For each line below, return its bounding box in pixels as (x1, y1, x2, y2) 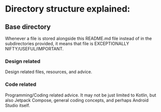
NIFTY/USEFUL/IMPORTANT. (5, 46, 64, 51)
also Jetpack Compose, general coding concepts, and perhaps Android (5, 97, 149, 103)
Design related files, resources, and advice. (5, 69, 93, 75)
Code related (5, 81, 37, 88)
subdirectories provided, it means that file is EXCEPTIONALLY (5, 41, 129, 47)
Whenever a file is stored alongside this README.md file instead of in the (5, 35, 152, 41)
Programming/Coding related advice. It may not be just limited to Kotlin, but (5, 92, 156, 98)
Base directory (5, 23, 51, 31)
